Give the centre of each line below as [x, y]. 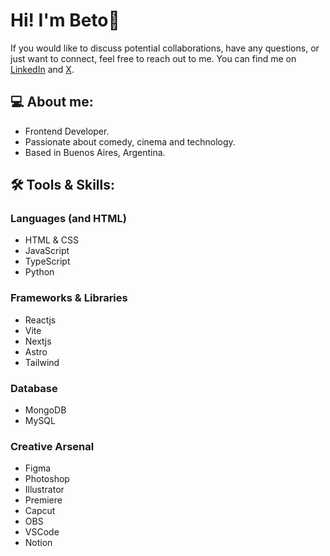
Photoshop [47, 479]
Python [39, 272]
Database [34, 388]
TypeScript [47, 261]
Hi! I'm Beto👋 [65, 20]
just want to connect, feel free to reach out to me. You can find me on [153, 58]
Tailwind [42, 362]
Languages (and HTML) [68, 219]
